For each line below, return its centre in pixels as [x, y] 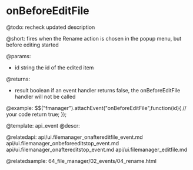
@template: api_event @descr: [43, 125]
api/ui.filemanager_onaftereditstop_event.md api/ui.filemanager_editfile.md [97, 149]
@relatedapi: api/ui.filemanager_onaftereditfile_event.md [74, 137]
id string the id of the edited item [54, 67]
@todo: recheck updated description [51, 27]
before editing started [32, 45]
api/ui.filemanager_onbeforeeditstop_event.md [63, 143]
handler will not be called [45, 96]
